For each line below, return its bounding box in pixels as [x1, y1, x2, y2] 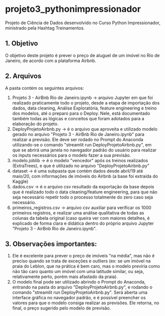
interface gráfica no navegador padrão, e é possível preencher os [12, 295, 146, 301]
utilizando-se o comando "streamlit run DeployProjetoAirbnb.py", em [12, 141, 152, 147]
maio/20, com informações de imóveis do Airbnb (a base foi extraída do [12, 173, 159, 179]
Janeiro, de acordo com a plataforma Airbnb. [5, 58, 97, 64]
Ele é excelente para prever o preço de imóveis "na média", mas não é [12, 253, 155, 259]
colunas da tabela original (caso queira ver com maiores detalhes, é [12, 215, 150, 221]
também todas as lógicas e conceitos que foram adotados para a [12, 115, 144, 121]
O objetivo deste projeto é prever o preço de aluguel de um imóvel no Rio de [5, 52, 160, 58]
